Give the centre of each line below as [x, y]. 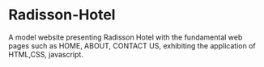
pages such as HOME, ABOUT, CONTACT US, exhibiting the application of [132, 45]
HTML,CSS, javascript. [46, 54]
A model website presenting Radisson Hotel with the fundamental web [126, 37]
